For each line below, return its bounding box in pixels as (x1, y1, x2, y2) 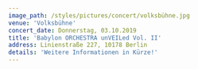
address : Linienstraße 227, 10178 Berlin (8, 41, 148, 49)
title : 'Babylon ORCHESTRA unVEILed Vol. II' (8, 33, 161, 42)
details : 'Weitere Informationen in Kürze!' (8, 48, 158, 56)
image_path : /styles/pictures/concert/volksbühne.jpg (8, 11, 191, 20)
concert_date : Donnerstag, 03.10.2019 (8, 26, 137, 34)
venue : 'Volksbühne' (8, 19, 77, 27)
